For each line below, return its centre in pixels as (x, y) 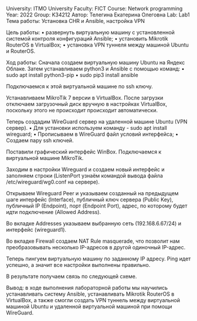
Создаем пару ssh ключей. (40, 140)
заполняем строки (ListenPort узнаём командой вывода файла (84, 175)
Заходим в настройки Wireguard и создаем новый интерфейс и (85, 169)
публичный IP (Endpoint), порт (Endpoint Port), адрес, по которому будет (97, 206)
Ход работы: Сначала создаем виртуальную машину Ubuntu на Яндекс (96, 62)
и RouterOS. (21, 51)
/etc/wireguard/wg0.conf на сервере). (53, 182)
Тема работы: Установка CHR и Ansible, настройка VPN (76, 21)
